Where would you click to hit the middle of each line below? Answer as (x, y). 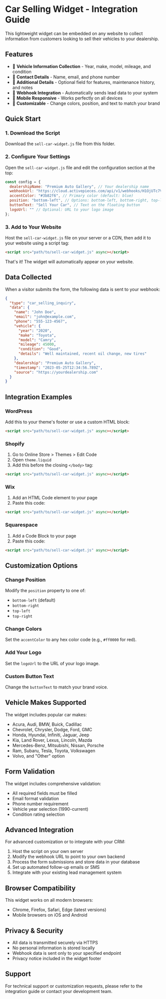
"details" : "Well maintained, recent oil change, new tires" (83, 354)
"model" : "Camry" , (37, 340)
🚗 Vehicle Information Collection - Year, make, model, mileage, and (82, 66)
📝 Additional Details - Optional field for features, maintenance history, (84, 82)
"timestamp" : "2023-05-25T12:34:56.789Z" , (58, 368)
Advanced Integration (40, 830)
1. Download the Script (33, 133)
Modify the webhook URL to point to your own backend (68, 857)
